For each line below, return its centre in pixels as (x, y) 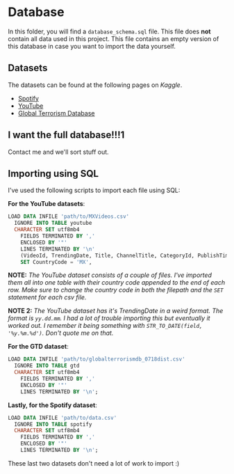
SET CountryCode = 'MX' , (56, 262)
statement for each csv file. (47, 297)
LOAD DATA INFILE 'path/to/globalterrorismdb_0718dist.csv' (97, 359)
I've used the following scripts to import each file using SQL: (94, 190)
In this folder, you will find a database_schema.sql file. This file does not (109, 31)
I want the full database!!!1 (66, 135)
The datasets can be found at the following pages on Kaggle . (95, 85)
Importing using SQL (53, 174)
